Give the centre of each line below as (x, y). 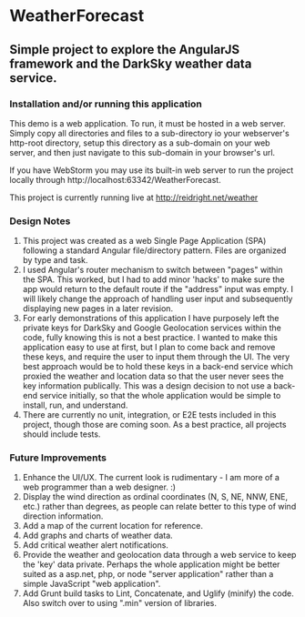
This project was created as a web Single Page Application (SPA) (144, 241)
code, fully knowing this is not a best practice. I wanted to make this (150, 338)
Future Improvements (58, 458)
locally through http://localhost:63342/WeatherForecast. (115, 179)
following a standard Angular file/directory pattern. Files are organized (154, 250)
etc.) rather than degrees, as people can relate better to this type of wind (159, 507)
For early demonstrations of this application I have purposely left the (151, 319)
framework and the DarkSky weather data (131, 63)
